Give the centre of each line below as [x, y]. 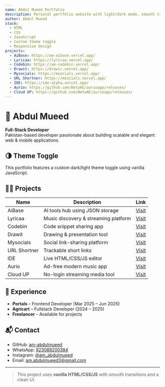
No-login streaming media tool [79, 274]
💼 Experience [26, 292]
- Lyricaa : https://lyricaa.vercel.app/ [51, 60]
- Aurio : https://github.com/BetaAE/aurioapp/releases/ [68, 87]
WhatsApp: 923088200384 [40, 350]
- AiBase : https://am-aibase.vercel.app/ [53, 55]
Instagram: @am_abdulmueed [42, 355]
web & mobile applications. [32, 140]
